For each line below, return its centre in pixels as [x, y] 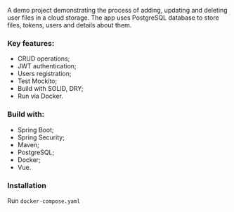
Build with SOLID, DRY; [50, 89]
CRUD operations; [44, 58]
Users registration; [44, 74]
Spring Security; [41, 137]
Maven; [28, 144]
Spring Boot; [35, 130]
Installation [27, 185]
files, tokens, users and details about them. [70, 25]
